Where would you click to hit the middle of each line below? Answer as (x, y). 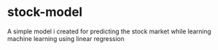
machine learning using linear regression (66, 38)
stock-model (45, 12)
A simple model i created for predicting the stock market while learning (109, 31)
